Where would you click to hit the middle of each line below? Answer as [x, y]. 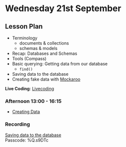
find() [26, 69]
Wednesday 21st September [63, 8]
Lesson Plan [24, 26]
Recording [18, 124]
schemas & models [38, 48]
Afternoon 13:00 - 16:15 [33, 101]
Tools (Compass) [29, 58]
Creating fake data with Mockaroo [46, 79]
